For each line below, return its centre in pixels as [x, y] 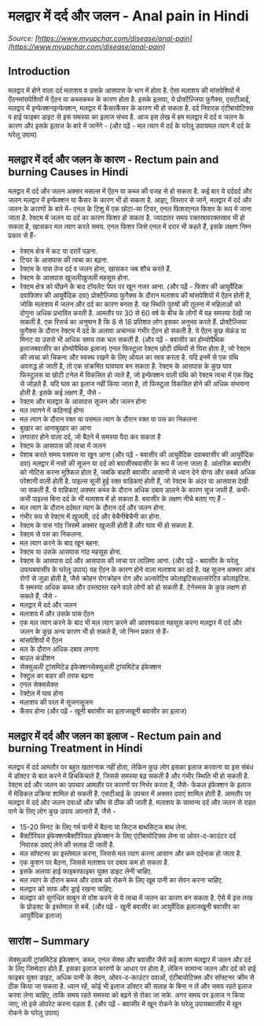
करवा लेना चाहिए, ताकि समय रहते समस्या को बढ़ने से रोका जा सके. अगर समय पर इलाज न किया [126, 995]
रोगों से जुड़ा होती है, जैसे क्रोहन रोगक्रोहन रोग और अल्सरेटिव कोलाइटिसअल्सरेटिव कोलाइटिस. [135, 578]
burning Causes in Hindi [68, 172]
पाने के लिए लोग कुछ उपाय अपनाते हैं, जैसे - [62, 811]
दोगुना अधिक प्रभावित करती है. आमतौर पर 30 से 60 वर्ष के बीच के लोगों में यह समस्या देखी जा [135, 313]
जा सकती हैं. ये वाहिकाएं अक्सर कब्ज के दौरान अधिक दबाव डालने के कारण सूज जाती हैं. [127, 490]
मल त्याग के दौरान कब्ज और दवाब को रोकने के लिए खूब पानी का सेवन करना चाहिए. [121, 881]
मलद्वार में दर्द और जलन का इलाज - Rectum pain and [115, 735]
